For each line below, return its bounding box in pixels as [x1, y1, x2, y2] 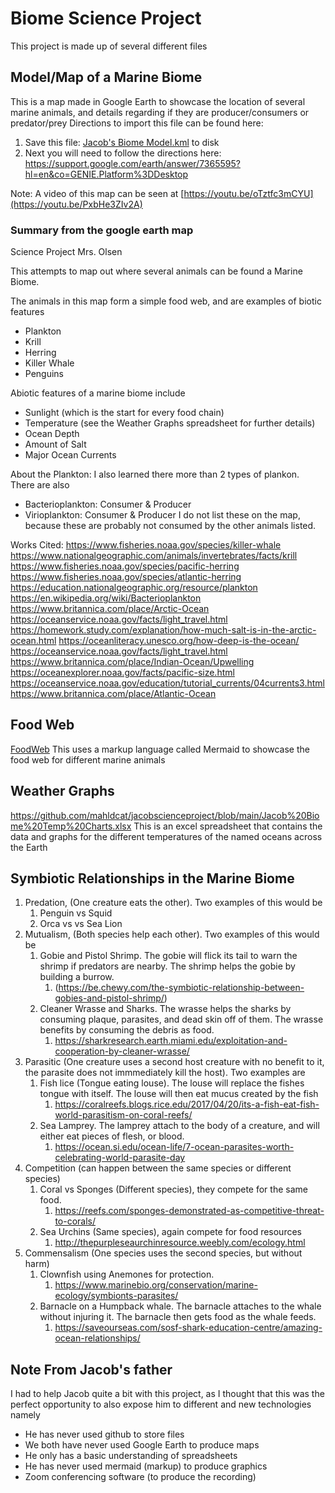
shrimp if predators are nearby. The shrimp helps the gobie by [39, 960, 296, 972]
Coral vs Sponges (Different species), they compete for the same [39, 1183, 308, 1196]
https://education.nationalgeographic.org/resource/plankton [10, 582, 258, 594]
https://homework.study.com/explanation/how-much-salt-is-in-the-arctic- [10, 624, 317, 636]
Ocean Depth [24, 428, 80, 440]
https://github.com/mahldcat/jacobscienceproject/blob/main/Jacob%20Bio [10, 809, 320, 821]
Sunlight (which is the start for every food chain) [24, 407, 225, 419]
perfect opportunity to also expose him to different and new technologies [10, 1398, 312, 1411]
